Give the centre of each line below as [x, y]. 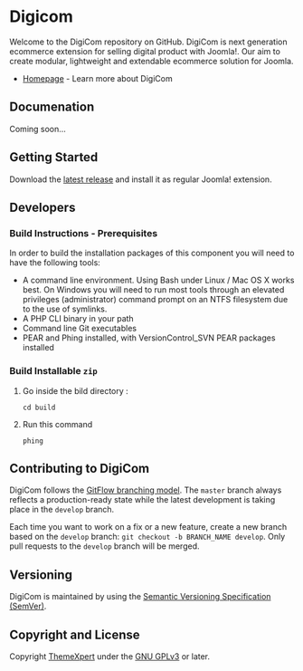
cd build [39, 407]
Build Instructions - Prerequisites [84, 233]
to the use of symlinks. [65, 309]
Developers [43, 207]
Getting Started [54, 157]
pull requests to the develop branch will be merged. [104, 546]
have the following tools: [55, 263]
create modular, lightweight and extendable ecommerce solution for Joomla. [151, 61]
